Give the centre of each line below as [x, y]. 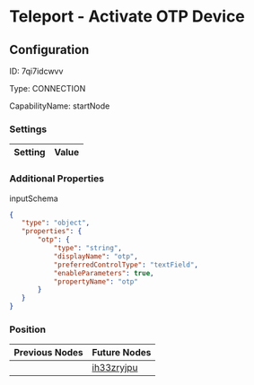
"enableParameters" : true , [104, 273]
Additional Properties [57, 179]
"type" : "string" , [88, 249]
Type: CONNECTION [48, 88]
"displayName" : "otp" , [96, 256]
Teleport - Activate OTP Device [127, 17]
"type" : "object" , [56, 223]
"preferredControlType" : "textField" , [126, 265]
